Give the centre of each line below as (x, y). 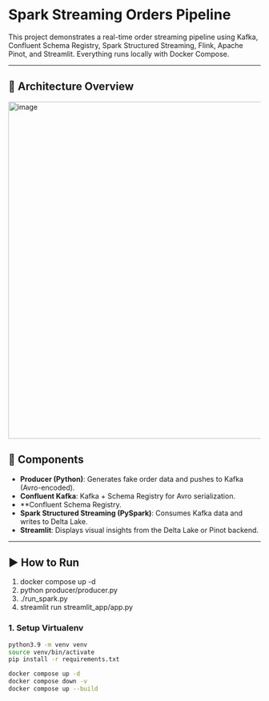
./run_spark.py (44, 599)
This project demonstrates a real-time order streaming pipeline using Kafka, (133, 37)
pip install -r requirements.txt (64, 659)
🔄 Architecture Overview (71, 87)
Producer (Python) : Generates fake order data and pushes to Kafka (132, 479)
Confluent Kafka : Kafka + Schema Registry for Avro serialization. (128, 496)
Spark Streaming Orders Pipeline (120, 15)
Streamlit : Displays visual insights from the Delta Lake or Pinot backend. (139, 530)
